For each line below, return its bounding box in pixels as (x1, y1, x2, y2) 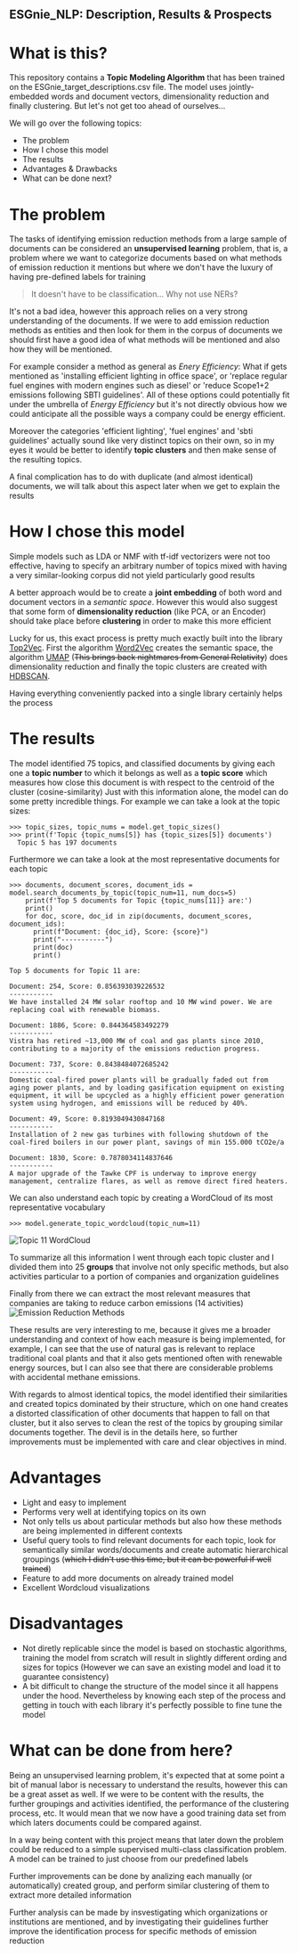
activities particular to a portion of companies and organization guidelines (9, 1271, 279, 1282)
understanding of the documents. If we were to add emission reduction (9, 315, 270, 326)
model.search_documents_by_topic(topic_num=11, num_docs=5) (9, 888, 238, 898)
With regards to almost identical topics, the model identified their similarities (9, 1389, 287, 1400)
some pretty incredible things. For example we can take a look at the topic (9, 797, 280, 807)
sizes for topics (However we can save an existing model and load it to (21, 1662, 281, 1673)
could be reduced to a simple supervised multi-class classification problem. (9, 1843, 287, 1854)
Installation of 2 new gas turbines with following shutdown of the (9, 1131, 269, 1140)
